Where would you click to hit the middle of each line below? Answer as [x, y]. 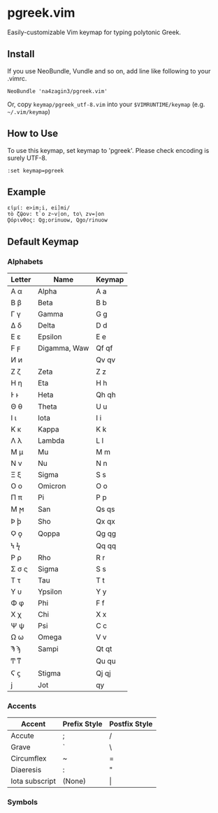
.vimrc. [17, 78]
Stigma [50, 673]
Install [21, 54]
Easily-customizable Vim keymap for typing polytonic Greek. [94, 32]
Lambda [51, 441]
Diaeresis [26, 770]
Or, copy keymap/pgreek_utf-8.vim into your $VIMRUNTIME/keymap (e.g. [106, 104]
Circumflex [29, 759]
